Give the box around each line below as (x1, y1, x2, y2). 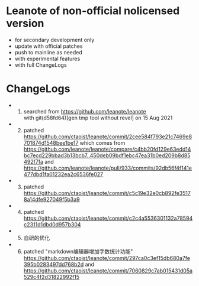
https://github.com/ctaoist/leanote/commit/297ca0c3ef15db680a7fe (23, 254, 191, 261)
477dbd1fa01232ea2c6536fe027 (23, 170, 104, 178)
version (6, 17, 44, 30)
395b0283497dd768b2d (23, 261, 84, 268)
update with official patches (14, 43, 83, 50)
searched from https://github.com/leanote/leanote (23, 108, 146, 115)
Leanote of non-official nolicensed (6, 4, 180, 18)
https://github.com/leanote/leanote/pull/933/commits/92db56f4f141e (23, 164, 192, 171)
